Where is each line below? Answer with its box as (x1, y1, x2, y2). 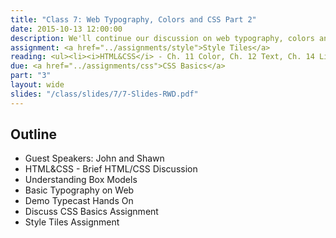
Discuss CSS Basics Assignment (24, 206, 159, 218)
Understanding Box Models (24, 174, 138, 186)
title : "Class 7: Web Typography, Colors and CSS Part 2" (10, 14, 257, 25)
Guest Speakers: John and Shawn (24, 152, 165, 165)
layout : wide (10, 80, 65, 90)
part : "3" (10, 71, 52, 81)
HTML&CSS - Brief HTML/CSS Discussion (24, 163, 198, 175)
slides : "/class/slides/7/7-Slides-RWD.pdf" (10, 89, 199, 99)
